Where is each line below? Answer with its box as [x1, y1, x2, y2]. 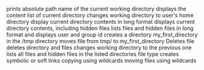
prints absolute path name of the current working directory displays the [6, 5, 187, 12]
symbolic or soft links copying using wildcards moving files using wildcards [6, 57, 197, 64]
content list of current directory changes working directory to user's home [6, 12, 194, 19]
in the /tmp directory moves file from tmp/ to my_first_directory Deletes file [6, 38, 195, 44]
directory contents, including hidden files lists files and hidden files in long [6, 24, 194, 32]
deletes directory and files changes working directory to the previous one [6, 44, 192, 51]
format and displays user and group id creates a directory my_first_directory [6, 31, 198, 38]
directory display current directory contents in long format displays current [6, 18, 195, 25]
